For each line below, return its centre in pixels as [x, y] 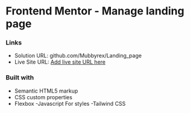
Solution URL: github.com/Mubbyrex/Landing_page [78, 56]
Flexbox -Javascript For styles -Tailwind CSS [70, 103]
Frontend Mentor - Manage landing [95, 11]
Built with [20, 78]
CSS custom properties [43, 97]
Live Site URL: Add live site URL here [60, 62]
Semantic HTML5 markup [46, 91]
